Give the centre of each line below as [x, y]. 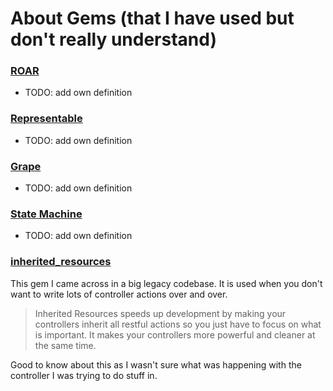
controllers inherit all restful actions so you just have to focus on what [178, 324]
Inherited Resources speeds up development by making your [160, 313]
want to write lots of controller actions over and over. [119, 294]
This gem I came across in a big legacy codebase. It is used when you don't [166, 283]
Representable [46, 119]
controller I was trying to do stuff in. [84, 375]
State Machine [46, 214]
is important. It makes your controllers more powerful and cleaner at [175, 334]
